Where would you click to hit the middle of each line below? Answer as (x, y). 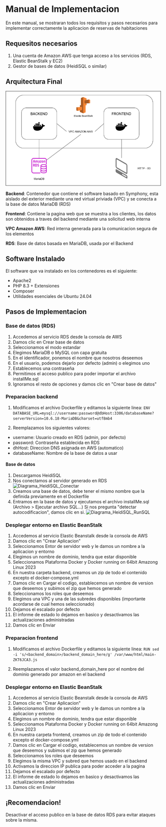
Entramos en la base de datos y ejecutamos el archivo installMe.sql (81, 502)
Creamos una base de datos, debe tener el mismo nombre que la (79, 491)
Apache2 (22, 280)
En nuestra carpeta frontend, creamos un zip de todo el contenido (80, 734)
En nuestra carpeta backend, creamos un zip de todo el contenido (80, 573)
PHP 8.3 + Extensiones (36, 286)
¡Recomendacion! (33, 803)
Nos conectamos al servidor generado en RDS (60, 481)
